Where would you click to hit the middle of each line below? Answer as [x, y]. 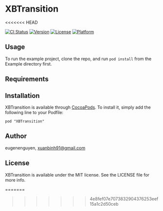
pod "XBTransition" [25, 121]
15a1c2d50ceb [104, 204]
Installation [22, 96]
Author [16, 136]
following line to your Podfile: [34, 112]
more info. [15, 180]
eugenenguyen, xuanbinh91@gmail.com [45, 148]
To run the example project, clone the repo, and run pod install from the [78, 59]
